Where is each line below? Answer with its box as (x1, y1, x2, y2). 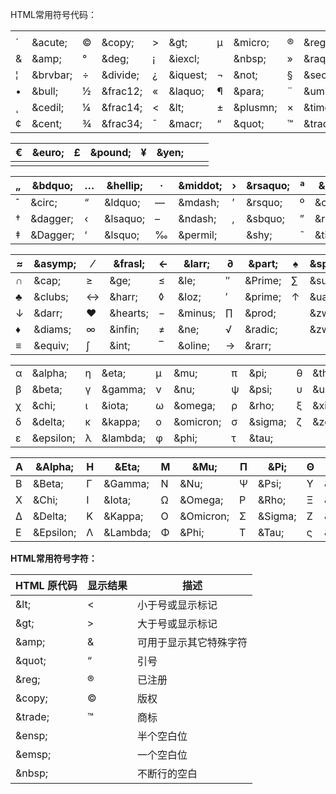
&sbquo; (246, 212, 285, 225)
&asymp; (33, 257, 77, 270)
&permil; (178, 228, 218, 242)
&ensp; (15, 729, 48, 742)
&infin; (109, 323, 140, 336)
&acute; (31, 36, 68, 49)
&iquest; (168, 68, 208, 82)
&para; (233, 84, 265, 98)
